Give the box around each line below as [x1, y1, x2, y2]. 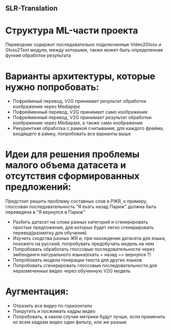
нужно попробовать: [5, 81, 99, 93]
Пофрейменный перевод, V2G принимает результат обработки [12, 115, 152, 121]
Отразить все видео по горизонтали [12, 303, 92, 309]
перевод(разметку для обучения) [12, 230, 87, 236]
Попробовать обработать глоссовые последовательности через [12, 246, 155, 252]
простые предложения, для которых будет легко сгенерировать [12, 225, 154, 231]
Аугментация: [5, 286, 69, 297]
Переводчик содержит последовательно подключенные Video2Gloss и [5, 41, 162, 48]
